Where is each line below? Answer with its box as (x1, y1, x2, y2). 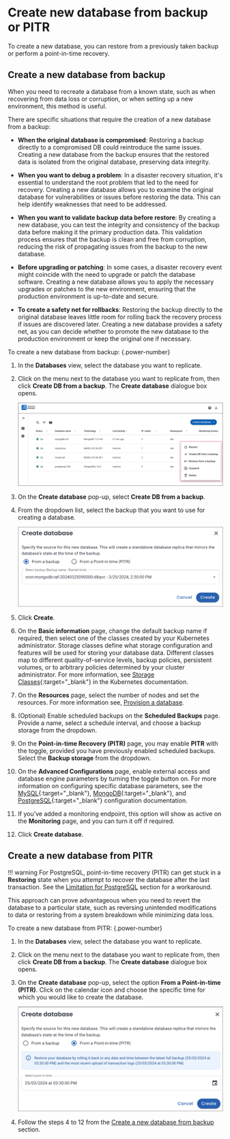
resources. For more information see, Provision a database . (17, 698, 185, 707)
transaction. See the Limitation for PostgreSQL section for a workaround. (8, 883, 212, 891)
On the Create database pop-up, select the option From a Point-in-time (17, 978, 221, 986)
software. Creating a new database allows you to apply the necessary (17, 278, 214, 286)
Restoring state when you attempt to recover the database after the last (8, 875, 210, 883)
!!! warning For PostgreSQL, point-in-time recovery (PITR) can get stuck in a (8, 868, 221, 877)
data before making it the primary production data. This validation (17, 228, 203, 236)
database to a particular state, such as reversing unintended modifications (8, 903, 217, 911)
